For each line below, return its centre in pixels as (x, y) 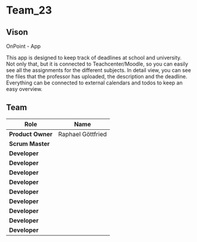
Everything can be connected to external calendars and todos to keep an (94, 83)
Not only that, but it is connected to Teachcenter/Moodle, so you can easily (97, 64)
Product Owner (31, 134)
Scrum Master (29, 143)
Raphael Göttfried (82, 134)
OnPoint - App (24, 46)
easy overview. (24, 89)
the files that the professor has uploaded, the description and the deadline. (97, 76)
